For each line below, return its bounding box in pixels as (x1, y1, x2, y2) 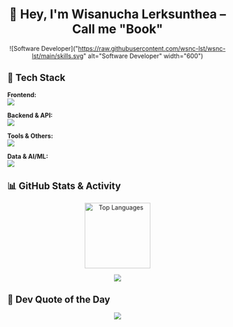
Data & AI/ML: (7, 152, 49, 160)
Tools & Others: (7, 131, 54, 140)
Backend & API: (7, 111, 53, 119)
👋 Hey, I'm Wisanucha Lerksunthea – (9, 6, 226, 22)
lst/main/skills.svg (31, 52, 84, 60)
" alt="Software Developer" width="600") (83, 52, 204, 60)
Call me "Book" (72, 21, 163, 37)
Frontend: (7, 90, 37, 99)
